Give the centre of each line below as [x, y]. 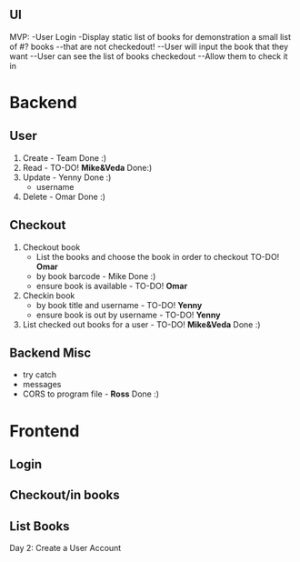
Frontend [45, 431]
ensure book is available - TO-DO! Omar [112, 286]
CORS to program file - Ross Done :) [91, 394]
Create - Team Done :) [65, 157]
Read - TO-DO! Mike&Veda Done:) [87, 167]
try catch [40, 375]
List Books [40, 526]
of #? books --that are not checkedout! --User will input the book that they [149, 46]
